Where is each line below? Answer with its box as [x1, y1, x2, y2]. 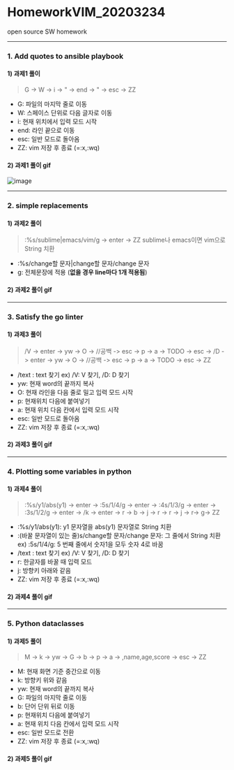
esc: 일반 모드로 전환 [17, 728, 75, 737]
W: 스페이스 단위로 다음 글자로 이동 [17, 109, 113, 117]
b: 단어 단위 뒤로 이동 [17, 702, 75, 711]
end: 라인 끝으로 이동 [17, 126, 75, 135]
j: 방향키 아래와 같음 [17, 567, 72, 575]
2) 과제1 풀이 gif [7, 161, 51, 169]
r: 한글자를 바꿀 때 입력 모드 [17, 558, 93, 566]
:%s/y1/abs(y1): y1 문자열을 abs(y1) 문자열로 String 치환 [17, 523, 172, 531]
